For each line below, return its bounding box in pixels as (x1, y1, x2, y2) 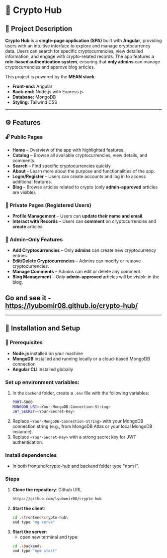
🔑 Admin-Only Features (5, 236, 63, 243)
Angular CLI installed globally (12, 366, 74, 372)
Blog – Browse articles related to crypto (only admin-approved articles (12, 184, 158, 190)
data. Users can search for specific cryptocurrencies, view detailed (5, 48, 143, 54)
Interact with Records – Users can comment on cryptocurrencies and (12, 218, 157, 224)
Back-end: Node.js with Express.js (12, 89, 83, 94)
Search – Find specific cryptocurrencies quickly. (12, 163, 112, 169)
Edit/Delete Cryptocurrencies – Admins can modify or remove (12, 258, 141, 264)
